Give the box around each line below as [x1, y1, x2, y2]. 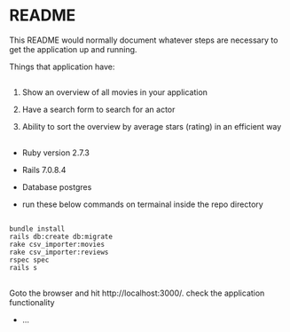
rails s [9, 264, 38, 273]
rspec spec [9, 256, 50, 265]
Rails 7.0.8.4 [21, 164, 67, 175]
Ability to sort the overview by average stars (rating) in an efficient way [21, 122, 282, 132]
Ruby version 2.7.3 [21, 147, 90, 158]
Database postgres [21, 181, 92, 192]
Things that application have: [9, 61, 115, 72]
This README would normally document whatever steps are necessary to [9, 35, 278, 45]
